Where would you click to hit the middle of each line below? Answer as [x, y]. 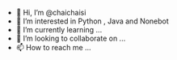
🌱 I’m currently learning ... [59, 30]
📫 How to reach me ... [53, 47]
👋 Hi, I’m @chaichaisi [51, 13]
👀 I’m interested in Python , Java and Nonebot [93, 21]
